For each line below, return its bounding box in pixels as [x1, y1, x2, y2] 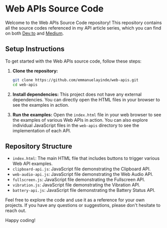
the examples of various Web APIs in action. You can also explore [12, 117, 148, 123]
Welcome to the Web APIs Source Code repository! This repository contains [5, 20, 162, 26]
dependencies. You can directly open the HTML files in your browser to [12, 96, 160, 103]
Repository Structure [5, 142, 73, 150]
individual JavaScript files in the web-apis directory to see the [12, 122, 139, 128]
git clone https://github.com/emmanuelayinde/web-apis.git [12, 77, 139, 83]
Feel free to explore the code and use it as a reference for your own [5, 197, 145, 203]
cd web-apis [12, 82, 38, 87]
